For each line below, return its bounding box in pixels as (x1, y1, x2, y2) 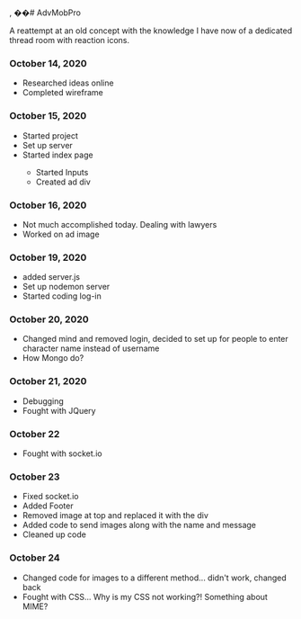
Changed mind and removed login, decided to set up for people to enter (22, 334, 289, 345)
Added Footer (22, 500, 74, 511)
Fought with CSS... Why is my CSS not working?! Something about (22, 591, 268, 602)
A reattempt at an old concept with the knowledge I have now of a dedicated (9, 25, 293, 36)
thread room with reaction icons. (9, 35, 130, 45)
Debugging (22, 395, 65, 407)
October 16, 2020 (9, 199, 87, 211)
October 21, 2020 (9, 375, 87, 388)
